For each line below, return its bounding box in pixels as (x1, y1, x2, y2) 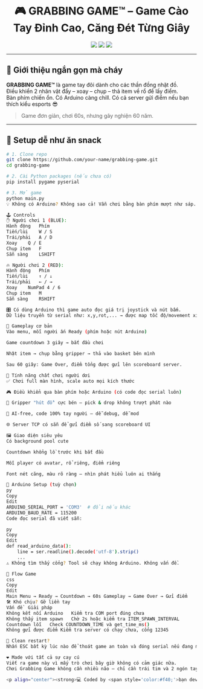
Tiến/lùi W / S (6, 229, 53, 235)
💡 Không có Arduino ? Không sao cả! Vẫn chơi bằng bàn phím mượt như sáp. (6, 201, 196, 207)
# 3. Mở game (6, 190, 42, 196)
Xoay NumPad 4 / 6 (6, 284, 61, 291)
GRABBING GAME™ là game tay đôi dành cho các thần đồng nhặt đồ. (6, 81, 178, 88)
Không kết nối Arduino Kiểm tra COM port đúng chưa (6, 610, 145, 616)
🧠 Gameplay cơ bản (6, 323, 53, 329)
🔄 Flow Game (6, 571, 36, 577)
